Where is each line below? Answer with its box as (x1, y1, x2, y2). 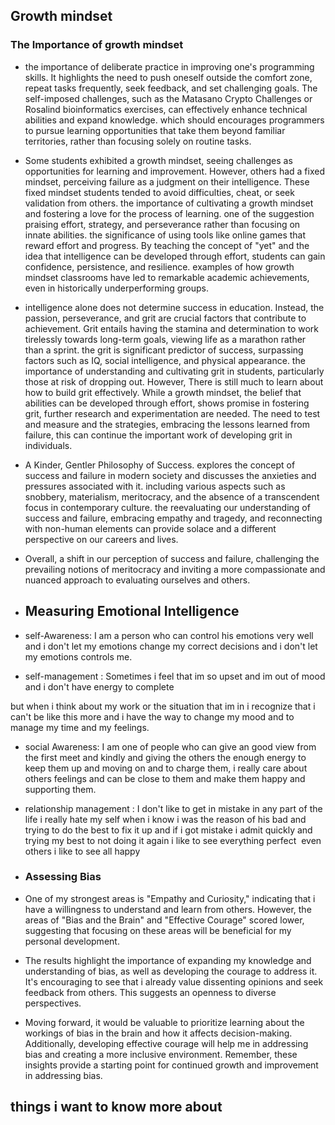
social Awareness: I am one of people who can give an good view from (24, 740, 317, 753)
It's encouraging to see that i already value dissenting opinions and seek (24, 975, 324, 988)
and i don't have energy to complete (24, 680, 175, 693)
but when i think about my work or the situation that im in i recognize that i (10, 700, 316, 712)
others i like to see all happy (24, 845, 141, 857)
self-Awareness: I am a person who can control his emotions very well (24, 629, 314, 641)
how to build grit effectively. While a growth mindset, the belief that (24, 386, 302, 398)
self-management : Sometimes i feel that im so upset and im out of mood (24, 670, 326, 682)
